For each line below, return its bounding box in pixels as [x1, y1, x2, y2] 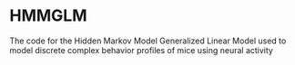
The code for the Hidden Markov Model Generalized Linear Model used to [9, 35, 287, 46]
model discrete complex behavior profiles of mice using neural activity [9, 44, 273, 55]
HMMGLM [9, 5, 88, 26]
